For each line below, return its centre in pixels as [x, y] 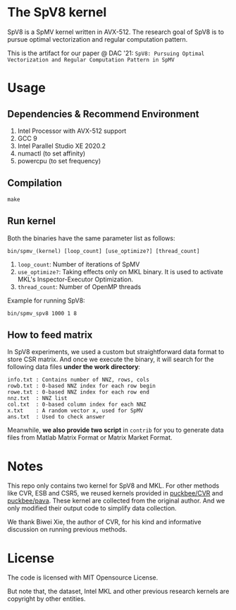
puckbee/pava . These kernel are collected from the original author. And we [116, 501]
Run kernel [32, 221]
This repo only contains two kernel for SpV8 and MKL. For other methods [113, 486]
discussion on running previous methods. [67, 529]
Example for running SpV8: [46, 300]
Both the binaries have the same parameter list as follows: [91, 238]
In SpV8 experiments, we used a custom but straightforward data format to [116, 352]
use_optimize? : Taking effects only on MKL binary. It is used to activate [120, 271]
